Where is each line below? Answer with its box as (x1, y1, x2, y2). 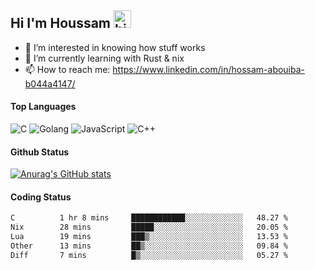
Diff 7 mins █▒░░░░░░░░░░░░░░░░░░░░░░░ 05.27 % (10, 250, 288, 260)
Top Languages (10, 101, 77, 113)
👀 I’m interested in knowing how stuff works (24, 41, 206, 53)
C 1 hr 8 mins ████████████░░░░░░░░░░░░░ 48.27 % (10, 213, 288, 223)
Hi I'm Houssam (10, 15, 112, 32)
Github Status (10, 146, 70, 158)
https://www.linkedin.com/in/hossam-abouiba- (112, 63, 306, 75)
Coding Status (10, 191, 72, 203)
